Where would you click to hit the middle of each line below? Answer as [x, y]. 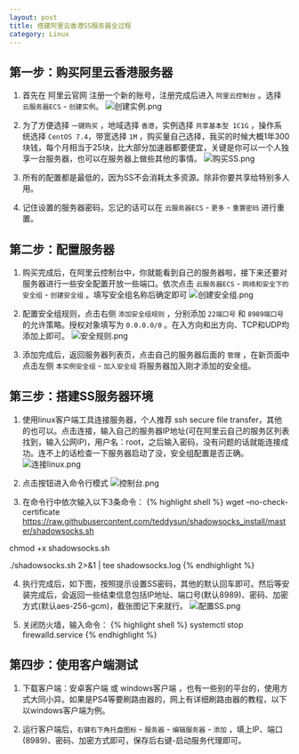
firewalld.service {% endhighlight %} [89, 634]
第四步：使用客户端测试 [73, 665]
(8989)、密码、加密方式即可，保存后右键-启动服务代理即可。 [134, 740]
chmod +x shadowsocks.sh [60, 548]
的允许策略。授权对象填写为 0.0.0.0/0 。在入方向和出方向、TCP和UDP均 [156, 325]
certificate [41, 511]
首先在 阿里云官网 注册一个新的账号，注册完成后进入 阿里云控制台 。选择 [152, 95]
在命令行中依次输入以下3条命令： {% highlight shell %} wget [133, 501]
